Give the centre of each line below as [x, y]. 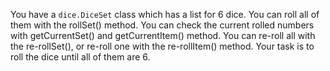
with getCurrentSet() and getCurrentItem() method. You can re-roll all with [163, 35]
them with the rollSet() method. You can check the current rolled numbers [162, 25]
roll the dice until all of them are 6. [80, 57]
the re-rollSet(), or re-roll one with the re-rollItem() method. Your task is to [162, 46]
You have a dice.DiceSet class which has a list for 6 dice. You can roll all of [165, 14]
